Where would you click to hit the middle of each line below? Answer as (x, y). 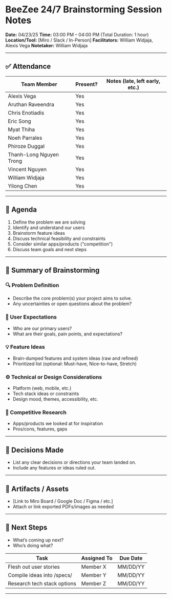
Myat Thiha (21, 129)
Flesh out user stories (34, 567)
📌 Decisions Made (35, 450)
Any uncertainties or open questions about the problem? (72, 304)
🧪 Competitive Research (36, 413)
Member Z (94, 583)
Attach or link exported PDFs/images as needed (63, 507)
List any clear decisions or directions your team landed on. (74, 462)
